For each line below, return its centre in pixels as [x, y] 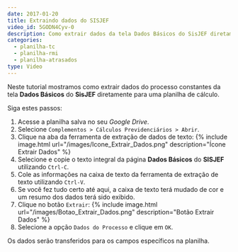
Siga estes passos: [35, 108]
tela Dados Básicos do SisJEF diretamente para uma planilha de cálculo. [113, 94]
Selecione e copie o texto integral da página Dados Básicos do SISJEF [121, 159]
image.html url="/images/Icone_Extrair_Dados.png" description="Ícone [121, 144]
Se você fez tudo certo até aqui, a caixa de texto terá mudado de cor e [121, 189]
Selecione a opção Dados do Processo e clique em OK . [95, 227]
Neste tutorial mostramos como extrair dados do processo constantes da [114, 86]
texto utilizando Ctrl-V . [51, 182]
